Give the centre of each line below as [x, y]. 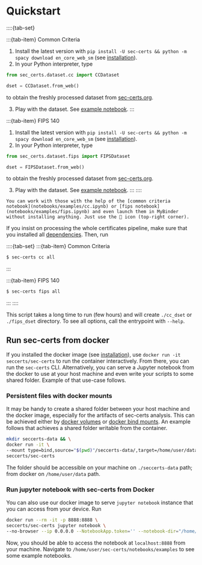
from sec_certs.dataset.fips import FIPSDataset [68, 156]
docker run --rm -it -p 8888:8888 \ [52, 520]
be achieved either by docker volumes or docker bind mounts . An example [99, 422]
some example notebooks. [39, 555]
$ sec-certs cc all [31, 257]
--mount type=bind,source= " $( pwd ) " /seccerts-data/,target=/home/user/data [102, 451]
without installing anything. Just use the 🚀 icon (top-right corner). [98, 217]
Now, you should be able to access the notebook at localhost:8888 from [96, 543]
